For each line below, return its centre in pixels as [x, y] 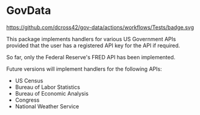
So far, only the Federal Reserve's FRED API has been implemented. [91, 57]
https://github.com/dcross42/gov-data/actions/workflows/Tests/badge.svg [100, 27]
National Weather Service [47, 106]
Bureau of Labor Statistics [48, 87]
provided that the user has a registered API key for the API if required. [93, 45]
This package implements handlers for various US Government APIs [91, 39]
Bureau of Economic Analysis [52, 93]
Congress [27, 100]
